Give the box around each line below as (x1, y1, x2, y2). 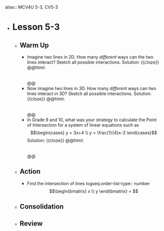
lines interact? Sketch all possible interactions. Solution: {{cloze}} (27, 59, 159, 65)
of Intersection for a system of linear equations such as (27, 122, 139, 128)
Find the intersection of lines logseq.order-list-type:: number (27, 180, 150, 186)
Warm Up (19, 41, 49, 49)
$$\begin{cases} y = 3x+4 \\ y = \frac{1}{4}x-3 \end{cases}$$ (30, 130, 158, 135)
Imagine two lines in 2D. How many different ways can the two (27, 54, 154, 60)
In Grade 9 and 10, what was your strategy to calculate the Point (27, 117, 157, 123)
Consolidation (19, 202, 64, 211)
